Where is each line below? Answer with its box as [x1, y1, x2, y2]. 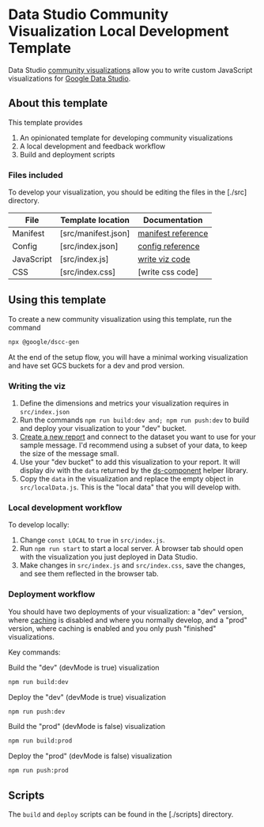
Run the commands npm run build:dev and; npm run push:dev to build [19, 415, 250, 425]
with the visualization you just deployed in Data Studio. [19, 552, 198, 562]
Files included [8, 169, 63, 180]
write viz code [138, 254, 191, 265]
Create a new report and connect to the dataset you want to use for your [19, 432, 257, 442]
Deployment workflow [8, 589, 96, 600]
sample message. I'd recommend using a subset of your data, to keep [19, 440, 247, 450]
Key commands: [8, 647, 61, 657]
